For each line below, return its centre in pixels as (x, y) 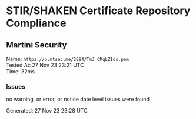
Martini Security (36, 45)
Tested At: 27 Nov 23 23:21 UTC (45, 65)
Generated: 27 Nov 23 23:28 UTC (47, 111)
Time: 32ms (21, 71)
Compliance (36, 23)
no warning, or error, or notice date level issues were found (78, 99)
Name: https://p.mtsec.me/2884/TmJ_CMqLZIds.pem (68, 59)
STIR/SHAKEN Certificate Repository (98, 11)
